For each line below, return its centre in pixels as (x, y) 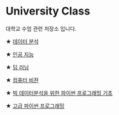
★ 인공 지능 (20, 54)
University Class (48, 11)
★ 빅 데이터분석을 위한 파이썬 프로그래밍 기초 (59, 93)
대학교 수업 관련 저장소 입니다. (41, 28)
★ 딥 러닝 (18, 67)
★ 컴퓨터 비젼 (22, 80)
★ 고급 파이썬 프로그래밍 (35, 106)
